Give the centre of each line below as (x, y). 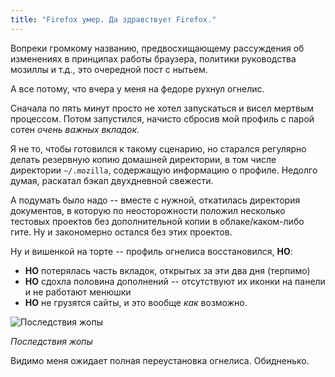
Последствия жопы (51, 341)
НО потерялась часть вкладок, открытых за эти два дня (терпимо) (167, 270)
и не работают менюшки (78, 292)
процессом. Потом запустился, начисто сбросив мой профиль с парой (162, 118)
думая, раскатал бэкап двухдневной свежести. (112, 180)
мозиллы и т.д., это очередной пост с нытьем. (109, 69)
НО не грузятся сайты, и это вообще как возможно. (136, 302)
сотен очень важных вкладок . (75, 129)
